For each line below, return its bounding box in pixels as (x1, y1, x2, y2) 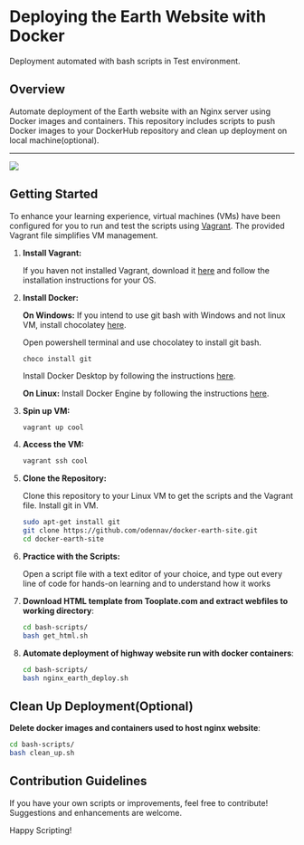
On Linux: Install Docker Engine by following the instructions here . (22, 388, 270, 398)
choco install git (22, 354, 92, 363)
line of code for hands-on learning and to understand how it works (22, 578, 271, 589)
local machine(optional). (9, 134, 100, 146)
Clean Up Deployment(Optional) (9, 698, 194, 714)
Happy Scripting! (9, 824, 72, 835)
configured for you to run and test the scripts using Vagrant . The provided (9, 220, 285, 231)
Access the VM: (22, 439, 84, 450)
